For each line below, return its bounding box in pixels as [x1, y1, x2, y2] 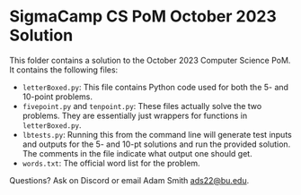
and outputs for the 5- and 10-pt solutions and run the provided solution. [22, 139, 291, 149]
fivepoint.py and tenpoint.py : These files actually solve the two [22, 100, 262, 111]
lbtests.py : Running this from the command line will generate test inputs [22, 129, 292, 140]
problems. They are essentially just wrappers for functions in [22, 110, 248, 121]
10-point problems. [22, 91, 93, 102]
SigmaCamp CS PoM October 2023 [9, 6, 277, 27]
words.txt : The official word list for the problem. [22, 157, 200, 168]
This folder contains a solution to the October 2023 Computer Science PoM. [9, 55, 291, 65]
